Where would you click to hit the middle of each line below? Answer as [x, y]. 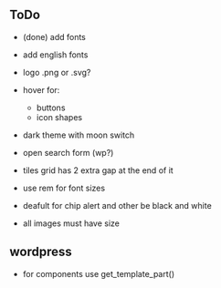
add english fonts [55, 55]
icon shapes [59, 117]
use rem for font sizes [64, 188]
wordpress [41, 252]
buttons [51, 108]
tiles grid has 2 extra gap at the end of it [98, 170]
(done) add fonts [54, 36]
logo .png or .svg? [57, 72]
